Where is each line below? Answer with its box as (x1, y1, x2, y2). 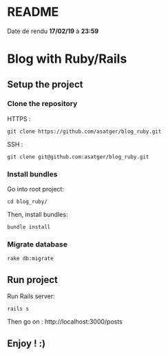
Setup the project (7, 78, 83, 90)
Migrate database (7, 240, 67, 249)
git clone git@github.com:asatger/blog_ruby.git (7, 153, 149, 160)
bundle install (7, 224, 51, 231)
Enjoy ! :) (7, 337, 46, 349)
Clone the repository (7, 99, 78, 109)
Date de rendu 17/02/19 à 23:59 (7, 27, 98, 35)
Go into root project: (7, 185, 64, 193)
